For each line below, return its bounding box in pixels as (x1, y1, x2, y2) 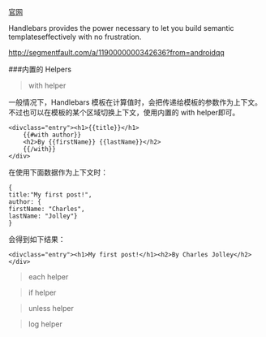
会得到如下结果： (8, 235, 66, 244)
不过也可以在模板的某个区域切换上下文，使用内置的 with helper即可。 (8, 108, 240, 117)
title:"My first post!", (8, 191, 92, 199)
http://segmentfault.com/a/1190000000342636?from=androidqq (8, 48, 225, 57)
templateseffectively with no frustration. (8, 32, 142, 41)
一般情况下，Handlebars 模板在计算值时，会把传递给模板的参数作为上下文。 (8, 97, 262, 107)
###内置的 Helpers (8, 64, 71, 74)
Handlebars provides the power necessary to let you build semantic (8, 24, 234, 32)
